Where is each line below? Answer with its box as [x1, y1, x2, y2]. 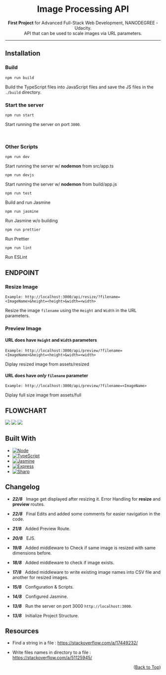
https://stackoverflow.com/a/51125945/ [12, 655, 92, 661]
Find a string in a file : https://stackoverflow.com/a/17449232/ [12, 640, 138, 646]
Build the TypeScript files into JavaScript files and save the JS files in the [5, 84, 154, 90]
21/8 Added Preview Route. [12, 525, 71, 531]
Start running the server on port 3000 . [5, 121, 82, 127]
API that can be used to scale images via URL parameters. [24, 30, 142, 36]
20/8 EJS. [12, 535, 36, 541]
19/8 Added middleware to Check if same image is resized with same [12, 545, 156, 551]
